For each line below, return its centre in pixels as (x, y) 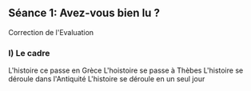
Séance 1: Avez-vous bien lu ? (84, 13)
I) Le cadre (29, 53)
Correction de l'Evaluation (51, 32)
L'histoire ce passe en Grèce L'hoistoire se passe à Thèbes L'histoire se (126, 70)
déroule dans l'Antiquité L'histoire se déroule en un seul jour (107, 79)
